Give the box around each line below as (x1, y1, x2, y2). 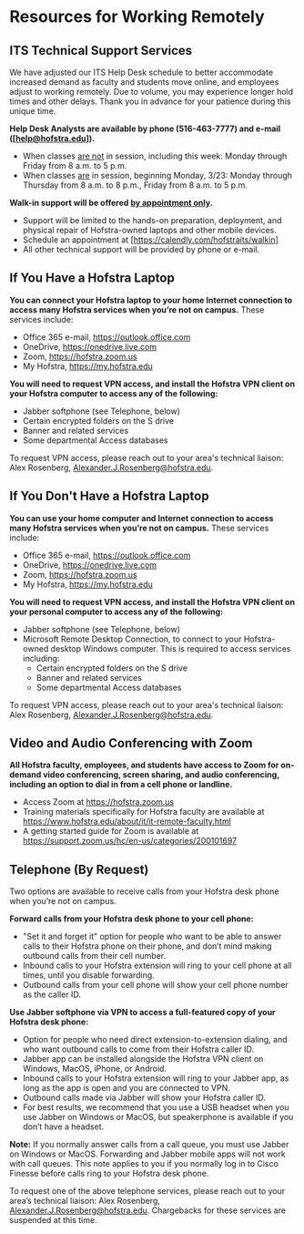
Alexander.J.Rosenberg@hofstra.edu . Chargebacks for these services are (9, 1205, 287, 1216)
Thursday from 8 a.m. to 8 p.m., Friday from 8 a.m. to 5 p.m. (22, 180, 248, 190)
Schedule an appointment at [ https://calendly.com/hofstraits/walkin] (22, 234, 279, 245)
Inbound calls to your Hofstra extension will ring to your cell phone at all (22, 960, 292, 972)
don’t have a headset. (22, 1121, 105, 1132)
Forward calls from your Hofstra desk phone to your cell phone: (9, 913, 255, 924)
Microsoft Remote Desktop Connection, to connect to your (22, 633, 242, 644)
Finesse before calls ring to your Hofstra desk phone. (9, 1168, 209, 1179)
